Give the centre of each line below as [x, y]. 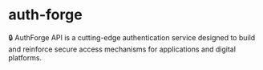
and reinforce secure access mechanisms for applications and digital [122, 49]
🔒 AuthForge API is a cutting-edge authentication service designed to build [132, 37]
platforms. [25, 57]
